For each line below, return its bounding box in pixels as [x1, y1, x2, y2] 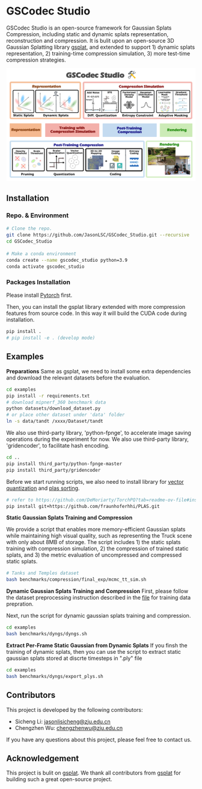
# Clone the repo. [6, 225, 52, 232]
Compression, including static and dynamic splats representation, [6, 30, 169, 37]
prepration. [6, 600, 34, 607]
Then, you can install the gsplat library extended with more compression [6, 303, 186, 311]
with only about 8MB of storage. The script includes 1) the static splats [6, 539, 181, 546]
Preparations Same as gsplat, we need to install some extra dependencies [6, 367, 191, 375]
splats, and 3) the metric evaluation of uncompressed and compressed [6, 551, 182, 559]
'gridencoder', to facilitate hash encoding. [6, 442, 110, 449]
